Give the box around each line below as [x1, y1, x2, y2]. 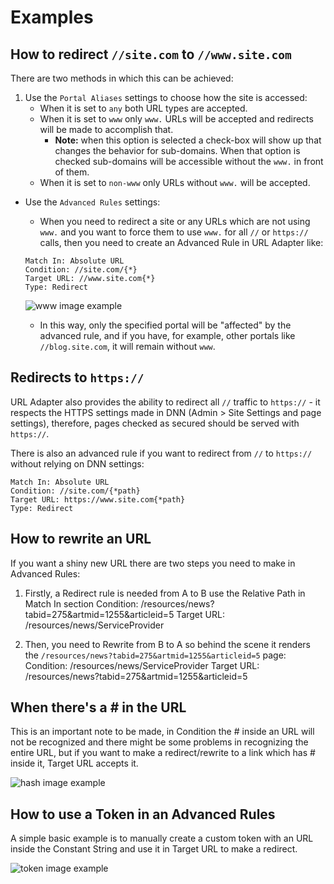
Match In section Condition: [24, 597, 139, 610]
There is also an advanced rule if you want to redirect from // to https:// [10, 447, 313, 459]
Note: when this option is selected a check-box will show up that [54, 134, 322, 146]
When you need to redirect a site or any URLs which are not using [39, 216, 311, 227]
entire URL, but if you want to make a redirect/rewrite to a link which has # [10, 747, 316, 759]
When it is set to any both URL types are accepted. [39, 102, 248, 114]
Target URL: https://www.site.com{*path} [10, 494, 186, 505]
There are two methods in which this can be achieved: [10, 72, 234, 84]
